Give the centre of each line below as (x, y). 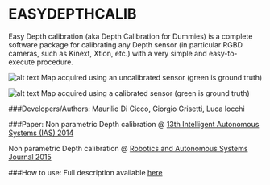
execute (22, 62)
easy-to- (223, 53)
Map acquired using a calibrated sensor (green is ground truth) (145, 92)
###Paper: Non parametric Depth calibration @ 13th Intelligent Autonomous (134, 124)
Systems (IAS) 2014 (41, 133)
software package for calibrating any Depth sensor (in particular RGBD (126, 44)
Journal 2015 (30, 157)
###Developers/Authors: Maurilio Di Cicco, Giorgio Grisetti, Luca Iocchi (127, 109)
